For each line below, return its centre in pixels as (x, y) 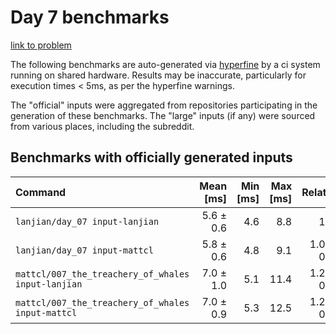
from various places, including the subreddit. (102, 126)
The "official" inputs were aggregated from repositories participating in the (164, 105)
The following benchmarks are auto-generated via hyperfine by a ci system (165, 64)
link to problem (41, 45)
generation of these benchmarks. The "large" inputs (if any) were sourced (163, 115)
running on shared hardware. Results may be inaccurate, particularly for (158, 75)
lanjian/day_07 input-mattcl (84, 250)
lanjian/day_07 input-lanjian (87, 221)
